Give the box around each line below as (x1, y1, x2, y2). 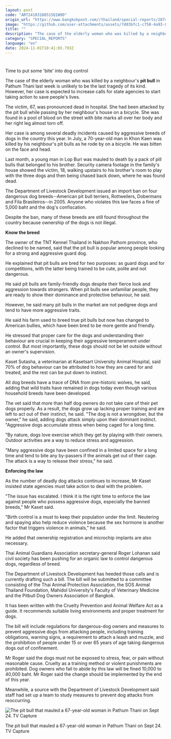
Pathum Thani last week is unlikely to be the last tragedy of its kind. (5, 83, 147, 89)
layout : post (5, 7, 33, 13)
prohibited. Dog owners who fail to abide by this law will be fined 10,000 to (5, 665, 162, 671)
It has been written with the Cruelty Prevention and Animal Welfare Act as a (5, 602, 163, 609)
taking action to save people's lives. (5, 94, 80, 100)
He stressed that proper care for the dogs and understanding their (5, 332, 144, 338)
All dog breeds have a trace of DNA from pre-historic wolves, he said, (5, 379, 152, 385)
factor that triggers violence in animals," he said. (5, 525, 107, 531)
